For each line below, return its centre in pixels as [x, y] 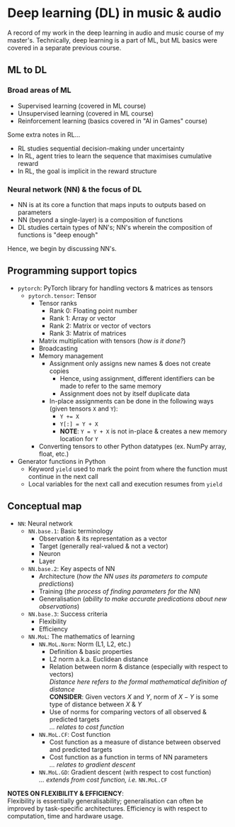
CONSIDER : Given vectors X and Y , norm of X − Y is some [134, 696]
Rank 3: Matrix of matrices [88, 333]
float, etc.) [54, 454]
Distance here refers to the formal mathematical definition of [138, 682]
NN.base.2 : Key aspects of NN [71, 568]
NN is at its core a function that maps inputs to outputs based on [112, 204]
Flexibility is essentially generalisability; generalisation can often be [105, 801]
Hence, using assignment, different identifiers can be [137, 378]
